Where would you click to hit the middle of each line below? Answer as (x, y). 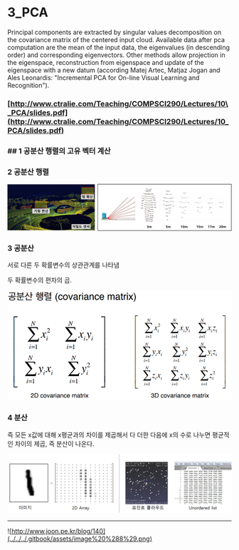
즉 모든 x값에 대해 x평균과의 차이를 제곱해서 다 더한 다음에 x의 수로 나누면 (109, 434)
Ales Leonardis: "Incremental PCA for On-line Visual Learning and (103, 77)
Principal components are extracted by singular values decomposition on (115, 32)
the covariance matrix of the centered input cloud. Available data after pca (116, 39)
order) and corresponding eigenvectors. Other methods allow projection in (116, 55)
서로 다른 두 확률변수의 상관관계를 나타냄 (63, 265)
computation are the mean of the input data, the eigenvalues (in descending (118, 47)
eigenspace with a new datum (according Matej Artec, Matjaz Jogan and (114, 70)
